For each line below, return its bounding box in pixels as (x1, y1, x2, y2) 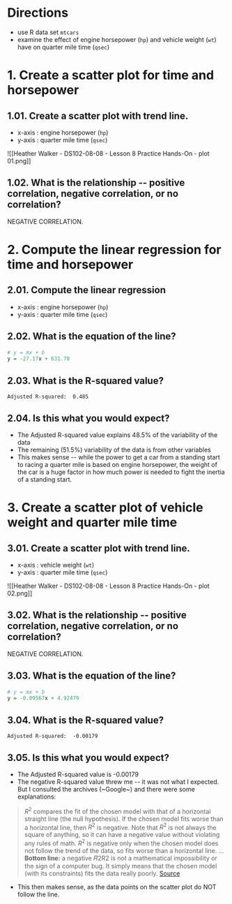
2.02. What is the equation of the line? (7, 330, 176, 343)
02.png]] (7, 588, 33, 598)
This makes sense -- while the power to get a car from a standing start (17, 452, 221, 461)
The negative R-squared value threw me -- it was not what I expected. (17, 777, 219, 786)
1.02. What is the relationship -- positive (7, 177, 185, 189)
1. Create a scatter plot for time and (7, 68, 215, 83)
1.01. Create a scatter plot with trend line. (7, 110, 189, 121)
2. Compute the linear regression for (7, 242, 222, 258)
